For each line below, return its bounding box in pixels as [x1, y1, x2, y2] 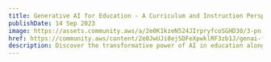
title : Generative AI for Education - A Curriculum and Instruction [8, 11, 244, 20]
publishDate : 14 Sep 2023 [8, 19, 95, 27]
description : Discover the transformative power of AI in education [8, 42, 244, 50]
